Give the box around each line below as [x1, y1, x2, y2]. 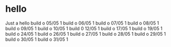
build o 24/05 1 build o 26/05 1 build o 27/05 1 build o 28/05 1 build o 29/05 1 [5, 31, 166, 37]
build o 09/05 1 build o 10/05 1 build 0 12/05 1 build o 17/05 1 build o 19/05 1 [5, 25, 162, 31]
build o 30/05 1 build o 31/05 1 [5, 36, 68, 42]
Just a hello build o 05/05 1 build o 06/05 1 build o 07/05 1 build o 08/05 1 [5, 20, 159, 26]
